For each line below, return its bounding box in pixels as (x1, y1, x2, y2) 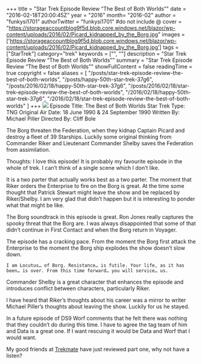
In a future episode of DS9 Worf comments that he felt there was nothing (6, 314, 188, 322)
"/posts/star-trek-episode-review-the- (88, 70, 184, 76)
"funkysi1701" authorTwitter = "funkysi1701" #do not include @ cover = (6, 18, 182, 25)
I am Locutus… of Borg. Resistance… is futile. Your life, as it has (6, 262, 185, 268)
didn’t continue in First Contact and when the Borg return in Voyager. (6, 226, 177, 233)
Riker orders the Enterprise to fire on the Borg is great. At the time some (6, 183, 185, 189)
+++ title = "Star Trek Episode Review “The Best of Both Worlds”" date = (6, 5, 187, 12)
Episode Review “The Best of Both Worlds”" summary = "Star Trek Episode (6, 57, 193, 63)
